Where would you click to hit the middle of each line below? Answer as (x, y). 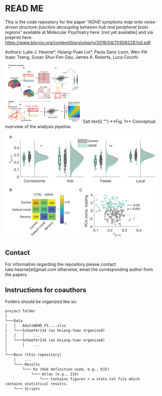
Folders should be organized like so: (41, 302)
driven (11, 27)
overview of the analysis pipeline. (38, 127)
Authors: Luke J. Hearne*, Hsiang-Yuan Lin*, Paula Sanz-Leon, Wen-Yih (76, 52)
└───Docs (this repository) (33, 355)
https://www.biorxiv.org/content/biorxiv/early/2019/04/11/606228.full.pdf (78, 42)
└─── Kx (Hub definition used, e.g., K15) (66, 369)
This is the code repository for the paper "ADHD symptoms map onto (74, 22)
